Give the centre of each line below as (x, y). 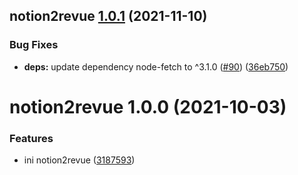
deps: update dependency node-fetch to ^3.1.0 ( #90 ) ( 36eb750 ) (156, 66)
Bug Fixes (34, 45)
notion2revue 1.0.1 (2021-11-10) (108, 16)
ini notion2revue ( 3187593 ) (79, 160)
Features (31, 138)
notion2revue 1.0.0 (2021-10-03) (148, 106)
